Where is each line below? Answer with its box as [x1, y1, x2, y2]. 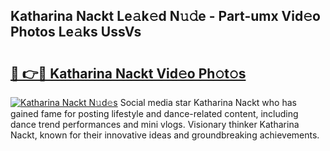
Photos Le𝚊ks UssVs [10, 24, 142, 41]
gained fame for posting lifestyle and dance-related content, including [10, 108, 299, 119]
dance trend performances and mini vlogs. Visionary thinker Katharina [10, 119, 300, 130]
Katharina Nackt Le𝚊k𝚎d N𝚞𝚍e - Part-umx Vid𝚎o [10, 8, 321, 25]
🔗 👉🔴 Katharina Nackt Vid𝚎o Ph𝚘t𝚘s [10, 65, 247, 82]
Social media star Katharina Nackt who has [119, 97, 297, 108]
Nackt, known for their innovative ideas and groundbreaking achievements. [10, 129, 320, 141]
